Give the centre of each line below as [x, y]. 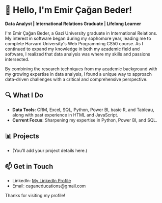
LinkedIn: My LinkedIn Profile [41, 181]
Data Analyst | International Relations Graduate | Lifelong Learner [73, 24]
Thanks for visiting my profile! [35, 196]
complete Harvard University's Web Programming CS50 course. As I [74, 43]
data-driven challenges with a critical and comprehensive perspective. [76, 79]
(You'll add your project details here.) [50, 150]
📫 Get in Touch [29, 166]
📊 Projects [22, 136]
